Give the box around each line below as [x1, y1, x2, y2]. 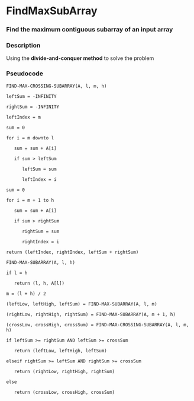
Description [6, 42, 41, 50]
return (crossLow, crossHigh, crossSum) [14, 389, 115, 395]
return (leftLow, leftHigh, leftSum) [14, 348, 108, 354]
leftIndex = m [6, 114, 41, 120]
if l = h [6, 270, 28, 276]
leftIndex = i [21, 176, 57, 182]
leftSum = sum [21, 166, 57, 172]
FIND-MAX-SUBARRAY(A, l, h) [6, 259, 76, 265]
